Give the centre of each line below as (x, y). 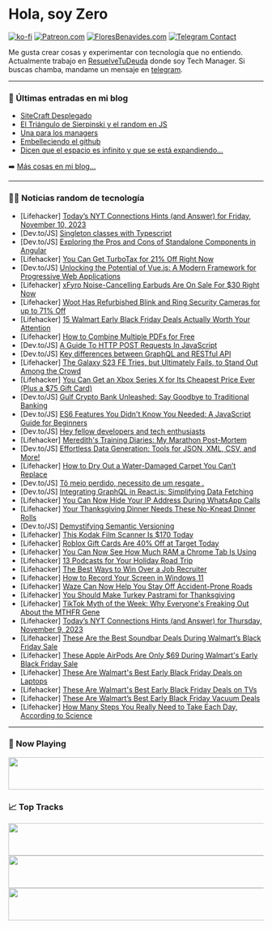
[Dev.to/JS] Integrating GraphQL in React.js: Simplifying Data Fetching (136, 491)
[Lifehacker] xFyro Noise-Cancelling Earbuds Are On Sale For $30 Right (140, 285)
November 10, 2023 (53, 225)
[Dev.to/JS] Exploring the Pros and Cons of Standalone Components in (138, 242)
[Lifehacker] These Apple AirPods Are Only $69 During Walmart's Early (139, 655)
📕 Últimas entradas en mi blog (68, 98)
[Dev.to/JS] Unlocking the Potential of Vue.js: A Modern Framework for (138, 268)
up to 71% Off (43, 310)
